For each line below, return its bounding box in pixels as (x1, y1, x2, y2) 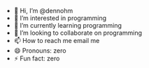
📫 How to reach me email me (13, 37, 100, 44)
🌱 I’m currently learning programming (13, 22, 122, 29)
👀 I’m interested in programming (13, 14, 107, 22)
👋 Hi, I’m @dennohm (13, 7, 73, 15)
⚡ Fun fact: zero (13, 54, 60, 62)
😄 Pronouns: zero (13, 46, 66, 55)
